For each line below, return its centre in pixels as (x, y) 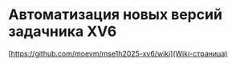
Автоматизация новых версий (116, 15)
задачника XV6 (63, 31)
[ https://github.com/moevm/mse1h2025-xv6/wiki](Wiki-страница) (118, 53)
